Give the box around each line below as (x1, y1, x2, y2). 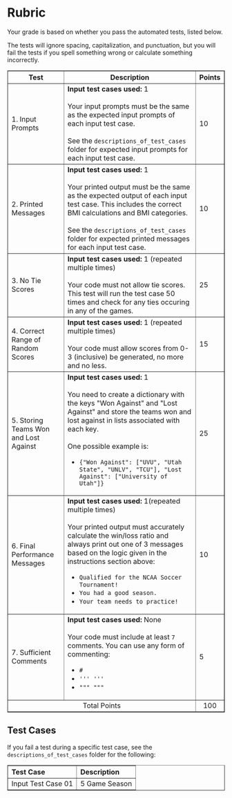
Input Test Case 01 (11, 779, 74, 788)
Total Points (82, 701, 121, 710)
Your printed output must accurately (67, 522, 185, 532)
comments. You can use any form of (67, 641, 185, 650)
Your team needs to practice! (79, 597, 179, 605)
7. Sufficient (11, 648, 51, 657)
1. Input (11, 114, 37, 124)
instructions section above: (67, 556, 155, 566)
